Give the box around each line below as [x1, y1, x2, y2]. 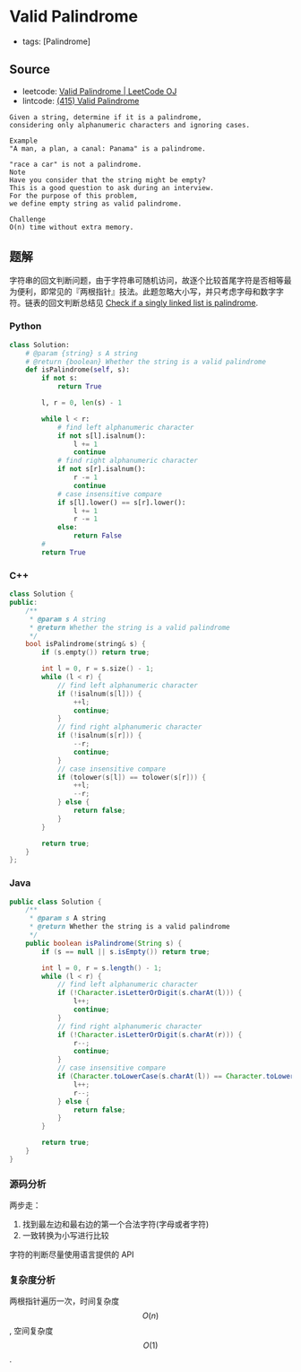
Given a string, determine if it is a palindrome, [9, 112, 202, 122]
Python [9, 320, 42, 333]
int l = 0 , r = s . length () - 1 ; [41, 963, 163, 973]
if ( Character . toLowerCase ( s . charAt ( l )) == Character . [56, 1072, 267, 1081]
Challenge [9, 214, 47, 223]
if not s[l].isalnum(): [56, 431, 146, 441]
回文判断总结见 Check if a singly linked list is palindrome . [47, 297, 259, 308]
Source [9, 62, 51, 77]
